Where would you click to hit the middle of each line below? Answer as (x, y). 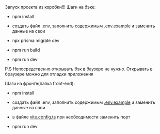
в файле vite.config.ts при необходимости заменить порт (71, 117)
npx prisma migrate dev (36, 40)
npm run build (26, 50)
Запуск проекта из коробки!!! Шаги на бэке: (50, 7)
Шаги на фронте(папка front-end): (40, 83)
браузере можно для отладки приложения (49, 74)
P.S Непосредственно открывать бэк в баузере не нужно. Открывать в (79, 69)
